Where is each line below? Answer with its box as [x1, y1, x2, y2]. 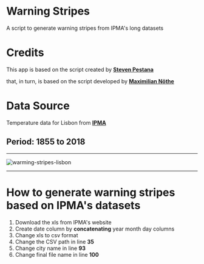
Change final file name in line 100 [15, 251, 99, 258]
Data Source [6, 99, 70, 113]
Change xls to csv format [15, 231, 78, 238]
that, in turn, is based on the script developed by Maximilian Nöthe [6, 77, 174, 85]
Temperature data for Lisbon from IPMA [6, 119, 106, 126]
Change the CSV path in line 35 [15, 238, 94, 245]
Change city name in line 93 [15, 245, 86, 252]
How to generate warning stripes [6, 186, 175, 199]
